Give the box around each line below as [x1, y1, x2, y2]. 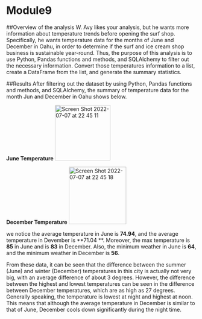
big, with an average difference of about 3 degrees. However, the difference [6, 274, 195, 281]
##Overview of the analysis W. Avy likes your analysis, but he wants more [6, 24, 189, 31]
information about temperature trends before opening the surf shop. [6, 30, 175, 37]
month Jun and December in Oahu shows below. [6, 93, 127, 100]
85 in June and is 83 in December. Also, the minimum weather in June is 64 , [6, 242, 197, 250]
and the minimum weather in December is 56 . [6, 249, 120, 256]
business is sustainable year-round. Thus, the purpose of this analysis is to [6, 49, 192, 56]
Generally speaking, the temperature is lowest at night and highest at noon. [6, 293, 193, 300]
